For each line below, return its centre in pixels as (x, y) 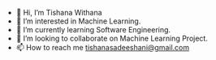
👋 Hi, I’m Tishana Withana (59, 13)
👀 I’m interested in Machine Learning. (78, 21)
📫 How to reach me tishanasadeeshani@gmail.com (102, 47)
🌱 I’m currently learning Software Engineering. (93, 30)
